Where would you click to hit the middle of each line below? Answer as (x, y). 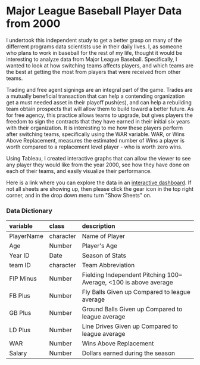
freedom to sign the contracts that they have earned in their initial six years (98, 121)
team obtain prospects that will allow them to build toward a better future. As (100, 109)
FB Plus (20, 296)
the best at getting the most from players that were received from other (93, 72)
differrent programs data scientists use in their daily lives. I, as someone (94, 47)
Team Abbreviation (108, 265)
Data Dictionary (29, 211)
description (99, 226)
